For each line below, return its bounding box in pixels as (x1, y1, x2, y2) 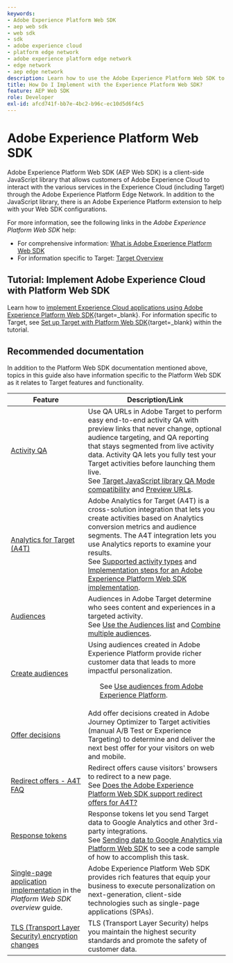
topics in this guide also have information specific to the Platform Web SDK (7, 371, 222, 380)
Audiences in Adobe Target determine (87, 594, 212, 604)
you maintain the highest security (87, 927, 196, 937)
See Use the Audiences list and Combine (87, 620, 221, 630)
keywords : (7, 10, 36, 17)
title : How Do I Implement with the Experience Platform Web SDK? (7, 81, 203, 88)
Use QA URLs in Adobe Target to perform (87, 407, 222, 416)
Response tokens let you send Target (87, 809, 209, 819)
